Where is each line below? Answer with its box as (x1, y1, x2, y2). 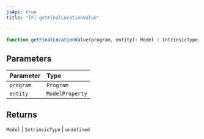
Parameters (6, 53, 52, 64)
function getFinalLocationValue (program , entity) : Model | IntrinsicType (6, 37, 199, 43)
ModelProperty (46, 90, 87, 98)
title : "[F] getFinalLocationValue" (6, 15, 100, 21)
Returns (6, 109, 38, 119)
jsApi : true (6, 9, 37, 15)
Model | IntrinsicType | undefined (6, 126, 90, 133)
